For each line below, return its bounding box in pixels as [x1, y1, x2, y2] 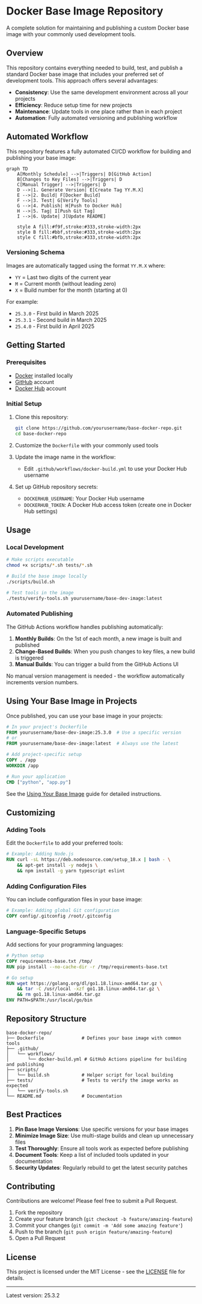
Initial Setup [6, 400, 42, 408]
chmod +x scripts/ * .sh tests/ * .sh [6, 562, 93, 569]
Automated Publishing [6, 609, 73, 618]
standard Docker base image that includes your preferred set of [6, 71, 164, 78]
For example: [6, 298, 39, 305]
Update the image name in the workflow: [14, 453, 116, 461]
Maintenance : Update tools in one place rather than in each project [14, 107, 182, 115]
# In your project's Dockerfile [6, 723, 87, 730]
